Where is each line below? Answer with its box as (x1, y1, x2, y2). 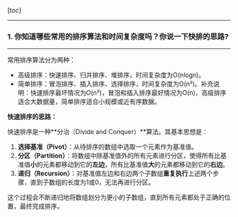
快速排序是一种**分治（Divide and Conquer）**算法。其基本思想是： (7, 128, 209, 136)
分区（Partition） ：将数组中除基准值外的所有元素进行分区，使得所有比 (17, 152, 221, 160)
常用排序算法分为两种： (7, 56, 76, 65)
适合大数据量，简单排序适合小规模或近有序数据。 (17, 97, 161, 106)
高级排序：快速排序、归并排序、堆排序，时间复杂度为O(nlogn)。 (17, 71, 205, 79)
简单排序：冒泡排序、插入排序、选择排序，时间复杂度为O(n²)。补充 (17, 79, 214, 88)
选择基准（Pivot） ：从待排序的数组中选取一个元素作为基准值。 (17, 143, 198, 151)
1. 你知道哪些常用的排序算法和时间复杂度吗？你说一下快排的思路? (7, 31, 229, 41)
